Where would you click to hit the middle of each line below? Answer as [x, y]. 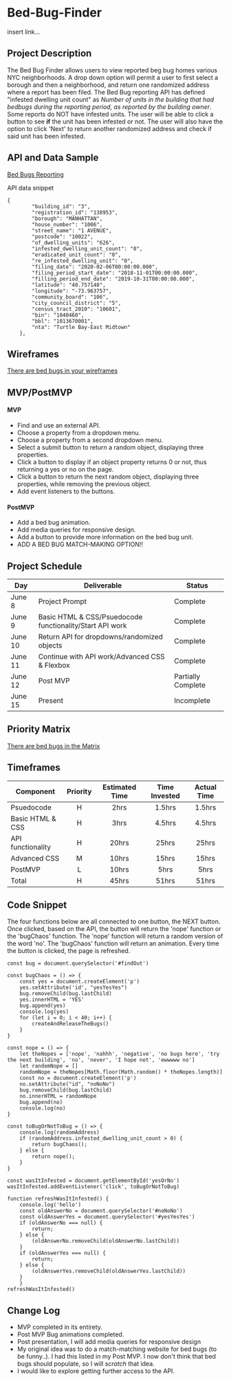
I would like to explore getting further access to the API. [96, 1371]
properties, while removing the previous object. [84, 483]
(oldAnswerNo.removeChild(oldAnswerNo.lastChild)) [106, 1241]
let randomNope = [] [49, 1066]
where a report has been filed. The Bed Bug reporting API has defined [106, 92]
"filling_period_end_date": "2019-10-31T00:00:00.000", [113, 279]
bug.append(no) [41, 1102]
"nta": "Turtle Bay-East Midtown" [81, 327]
